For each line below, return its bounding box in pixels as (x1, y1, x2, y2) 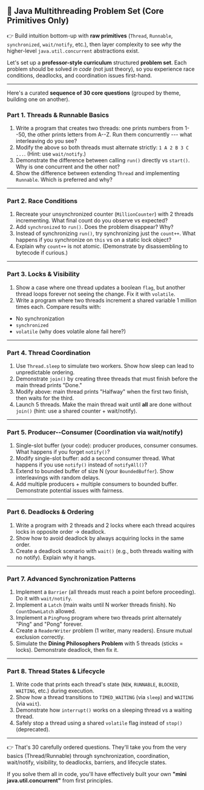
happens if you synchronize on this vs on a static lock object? (15, 236, 172, 244)
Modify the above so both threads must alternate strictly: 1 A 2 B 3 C (15, 144, 189, 151)
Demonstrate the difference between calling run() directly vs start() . (15, 157, 190, 164)
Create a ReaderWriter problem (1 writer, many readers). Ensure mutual (15, 626, 192, 634)
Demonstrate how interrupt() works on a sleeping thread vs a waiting (15, 706, 192, 714)
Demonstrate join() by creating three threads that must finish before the (15, 375, 198, 382)
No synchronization (15, 314, 65, 322)
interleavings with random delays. (15, 474, 100, 482)
